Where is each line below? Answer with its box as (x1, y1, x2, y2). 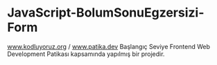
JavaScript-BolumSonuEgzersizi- (7, 5, 205, 21)
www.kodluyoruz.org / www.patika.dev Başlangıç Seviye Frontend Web (7, 42, 210, 50)
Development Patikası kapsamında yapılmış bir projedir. (7, 50, 165, 58)
